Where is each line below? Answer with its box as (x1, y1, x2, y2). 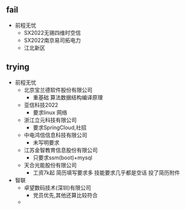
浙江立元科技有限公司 (23, 116, 77, 123)
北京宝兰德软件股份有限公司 (23, 86, 93, 93)
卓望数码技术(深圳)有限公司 (23, 184, 91, 191)
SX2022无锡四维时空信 (23, 29, 81, 36)
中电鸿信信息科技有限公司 (23, 131, 88, 138)
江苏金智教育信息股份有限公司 (23, 146, 98, 153)
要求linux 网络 (32, 108, 68, 116)
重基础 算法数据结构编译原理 (32, 93, 103, 101)
